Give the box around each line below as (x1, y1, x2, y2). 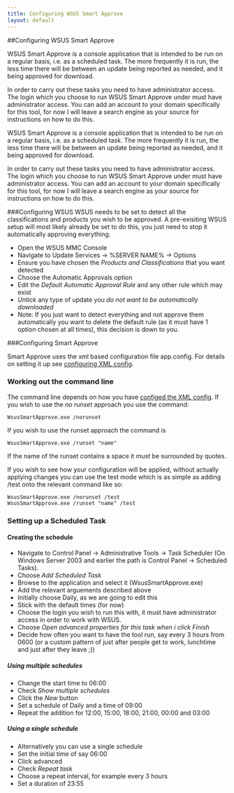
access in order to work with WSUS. (17, 616, 122, 624)
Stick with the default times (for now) (17, 600, 124, 609)
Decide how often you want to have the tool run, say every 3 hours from (17, 630, 225, 639)
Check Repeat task (17, 764, 73, 773)
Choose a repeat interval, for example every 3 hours (17, 771, 168, 780)
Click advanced (17, 757, 63, 765)
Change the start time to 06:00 (17, 678, 107, 687)
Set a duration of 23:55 (17, 779, 85, 787)
